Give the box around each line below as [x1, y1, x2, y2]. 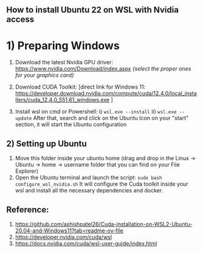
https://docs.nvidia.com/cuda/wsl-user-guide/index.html [15, 240, 157, 247]
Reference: [6, 204, 49, 215]
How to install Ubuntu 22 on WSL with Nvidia [6, 5, 179, 15]
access [6, 15, 35, 25]
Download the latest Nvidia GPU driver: [15, 59, 114, 66]
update [15, 115, 32, 122]
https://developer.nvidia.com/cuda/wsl [15, 233, 112, 240]
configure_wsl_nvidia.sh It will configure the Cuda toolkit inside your [15, 180, 188, 187]
